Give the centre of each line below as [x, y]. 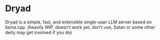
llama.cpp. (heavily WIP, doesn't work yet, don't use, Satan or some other [80, 27]
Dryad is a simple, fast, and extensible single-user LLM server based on [79, 22]
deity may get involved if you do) [39, 32]
